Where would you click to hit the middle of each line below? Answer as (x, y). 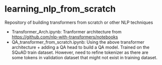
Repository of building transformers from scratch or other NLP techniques (79, 22)
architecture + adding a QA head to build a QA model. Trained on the (81, 47)
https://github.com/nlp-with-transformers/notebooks (65, 37)
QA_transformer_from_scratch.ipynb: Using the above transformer (78, 42)
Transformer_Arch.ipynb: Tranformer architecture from (66, 32)
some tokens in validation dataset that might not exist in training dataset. (84, 57)
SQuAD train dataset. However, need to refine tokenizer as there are (80, 52)
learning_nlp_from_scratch (60, 9)
